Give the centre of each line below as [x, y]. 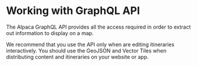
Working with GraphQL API [73, 11]
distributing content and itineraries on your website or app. [78, 57]
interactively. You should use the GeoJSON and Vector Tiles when [86, 50]
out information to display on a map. [50, 33]
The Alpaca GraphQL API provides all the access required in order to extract [98, 27]
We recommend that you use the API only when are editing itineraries [90, 44]
